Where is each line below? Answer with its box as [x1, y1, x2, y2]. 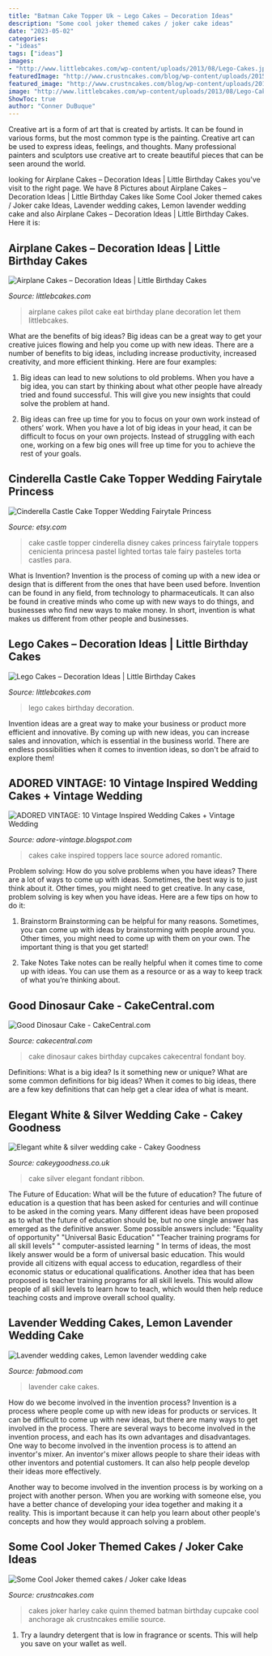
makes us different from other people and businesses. [8, 614, 189, 623]
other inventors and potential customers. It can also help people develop [8, 1457, 250, 1467]
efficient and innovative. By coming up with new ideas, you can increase [8, 727, 249, 737]
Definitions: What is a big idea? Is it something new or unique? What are [8, 1068, 249, 1077]
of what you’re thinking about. [19, 975, 121, 985]
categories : [8, 34, 49, 43]
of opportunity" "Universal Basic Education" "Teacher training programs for [8, 1233, 261, 1242]
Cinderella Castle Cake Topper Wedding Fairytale [8, 472, 262, 486]
